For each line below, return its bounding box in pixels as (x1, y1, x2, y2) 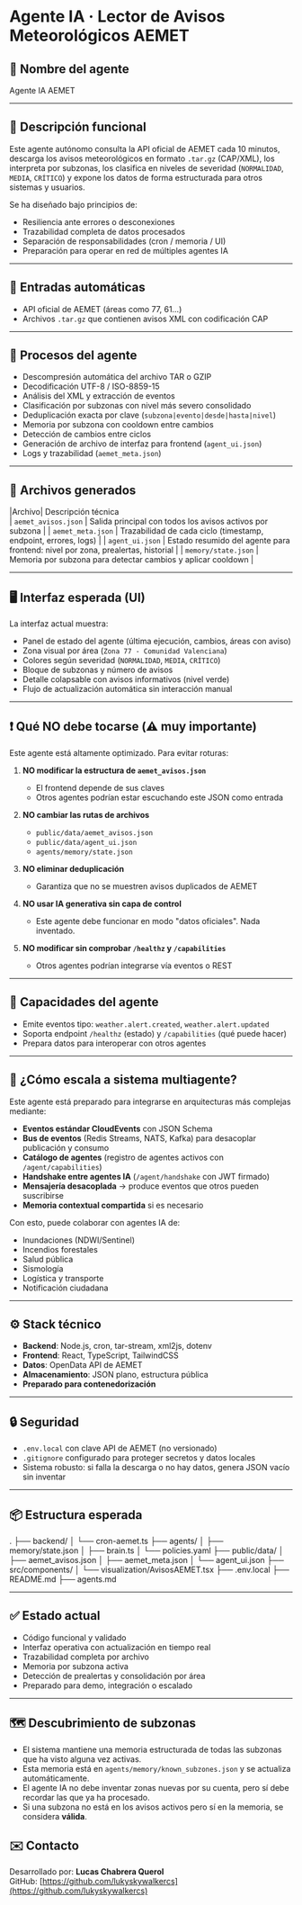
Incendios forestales (22, 1244, 99, 1254)
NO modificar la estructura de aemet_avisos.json (22, 765, 207, 776)
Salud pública (22, 1254, 74, 1264)
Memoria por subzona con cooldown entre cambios (22, 419, 214, 430)
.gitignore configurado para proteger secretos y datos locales (22, 1452, 256, 1463)
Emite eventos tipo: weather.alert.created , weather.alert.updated (22, 1019, 270, 1029)
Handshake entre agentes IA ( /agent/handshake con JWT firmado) (22, 1171, 271, 1182)
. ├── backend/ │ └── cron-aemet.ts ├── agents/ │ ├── (9, 1535, 224, 1546)
